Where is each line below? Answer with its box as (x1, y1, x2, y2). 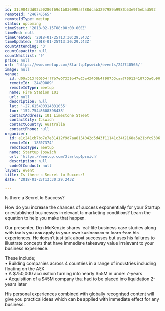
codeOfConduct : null (9, 163, 52, 168)
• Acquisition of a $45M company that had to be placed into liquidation (5, 276, 150, 282)
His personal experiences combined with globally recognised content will (5, 291, 154, 297)
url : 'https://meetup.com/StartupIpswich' (9, 154, 98, 159)
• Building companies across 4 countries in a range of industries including (5, 260, 156, 266)
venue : (5, 72, 19, 77)
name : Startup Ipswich (9, 150, 56, 155)
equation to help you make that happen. (5, 215, 86, 221)
